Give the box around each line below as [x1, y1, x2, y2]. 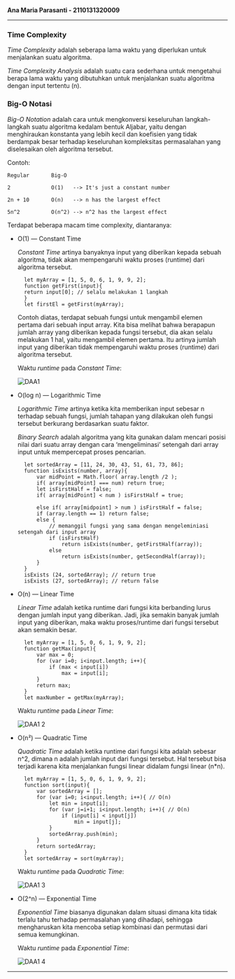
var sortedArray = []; [36, 787, 103, 794]
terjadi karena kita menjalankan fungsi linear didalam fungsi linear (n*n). [17, 762, 225, 770]
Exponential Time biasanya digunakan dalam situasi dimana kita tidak [17, 908, 218, 916]
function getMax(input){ [24, 645, 97, 652]
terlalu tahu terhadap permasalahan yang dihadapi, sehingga [17, 915, 193, 924]
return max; [36, 682, 71, 689]
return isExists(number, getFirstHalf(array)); [62, 541, 203, 548]
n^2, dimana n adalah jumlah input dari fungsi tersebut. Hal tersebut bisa [17, 755, 227, 763]
